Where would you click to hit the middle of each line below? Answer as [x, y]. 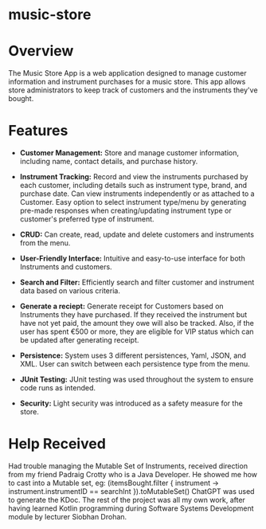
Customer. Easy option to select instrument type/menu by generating [133, 202]
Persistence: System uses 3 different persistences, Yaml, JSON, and [133, 355]
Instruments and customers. [66, 267]
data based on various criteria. [70, 291]
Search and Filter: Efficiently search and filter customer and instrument [137, 282]
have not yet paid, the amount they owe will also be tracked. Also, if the [137, 323]
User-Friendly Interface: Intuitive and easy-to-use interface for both [132, 259]
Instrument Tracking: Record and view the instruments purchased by [134, 177]
